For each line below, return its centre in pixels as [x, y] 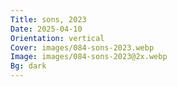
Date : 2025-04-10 [46, 29]
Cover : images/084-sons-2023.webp [82, 47]
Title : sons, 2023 [48, 19]
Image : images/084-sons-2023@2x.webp [89, 57]
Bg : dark [28, 66]
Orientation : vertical [57, 38]
